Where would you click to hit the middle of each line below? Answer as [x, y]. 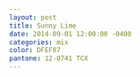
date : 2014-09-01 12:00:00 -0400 [70, 34]
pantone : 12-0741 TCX [49, 58]
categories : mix [39, 42]
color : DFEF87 [35, 50]
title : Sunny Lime [43, 26]
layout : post [33, 17]
